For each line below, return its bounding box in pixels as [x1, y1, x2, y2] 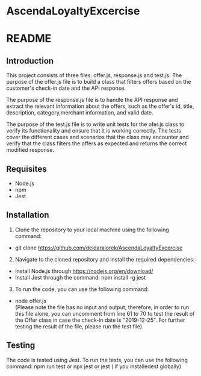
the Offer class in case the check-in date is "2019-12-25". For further [14, 316, 185, 324]
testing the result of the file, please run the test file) [14, 322, 143, 330]
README [6, 32, 52, 46]
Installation [6, 210, 49, 221]
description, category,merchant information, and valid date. [6, 109, 153, 116]
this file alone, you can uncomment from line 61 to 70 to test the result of [14, 310, 195, 317]
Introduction [6, 55, 54, 66]
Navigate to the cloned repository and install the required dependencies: [14, 255, 195, 263]
